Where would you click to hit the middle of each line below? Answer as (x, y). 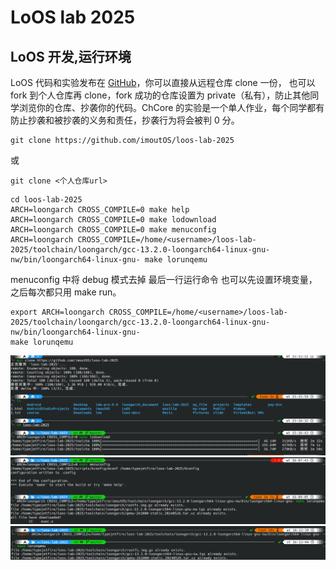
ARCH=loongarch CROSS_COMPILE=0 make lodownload (113, 220)
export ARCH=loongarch (57, 312)
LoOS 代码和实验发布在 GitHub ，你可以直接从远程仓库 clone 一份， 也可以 (163, 82)
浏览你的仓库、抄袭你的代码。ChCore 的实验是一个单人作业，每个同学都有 (171, 107)
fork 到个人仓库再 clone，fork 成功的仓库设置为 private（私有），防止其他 (160, 95)
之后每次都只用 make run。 (66, 292)
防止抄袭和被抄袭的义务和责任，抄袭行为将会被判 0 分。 (125, 120)
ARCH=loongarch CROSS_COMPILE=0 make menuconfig (113, 230)
